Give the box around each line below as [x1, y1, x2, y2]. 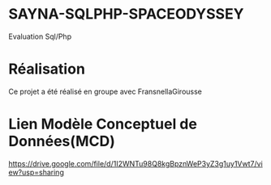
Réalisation [8, 60, 85, 78]
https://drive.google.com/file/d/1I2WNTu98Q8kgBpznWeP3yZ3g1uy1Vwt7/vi [8, 158, 264, 168]
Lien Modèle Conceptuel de [8, 115, 197, 133]
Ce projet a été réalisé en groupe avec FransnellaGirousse [8, 86, 203, 96]
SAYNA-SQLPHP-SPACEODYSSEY [8, 5, 244, 23]
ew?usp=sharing [8, 167, 65, 177]
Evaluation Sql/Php [8, 32, 71, 41]
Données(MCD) [8, 132, 115, 150]
